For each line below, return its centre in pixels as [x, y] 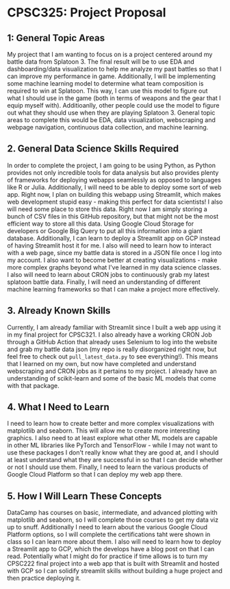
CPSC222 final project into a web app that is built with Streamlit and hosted [113, 564]
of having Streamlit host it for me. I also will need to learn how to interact [110, 245]
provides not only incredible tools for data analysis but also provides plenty [113, 172]
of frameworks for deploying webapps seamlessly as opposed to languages [114, 180]
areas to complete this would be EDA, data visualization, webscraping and [111, 120]
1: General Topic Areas [56, 38]
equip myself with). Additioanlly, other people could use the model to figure [113, 105]
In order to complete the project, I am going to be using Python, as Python [111, 165]
